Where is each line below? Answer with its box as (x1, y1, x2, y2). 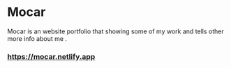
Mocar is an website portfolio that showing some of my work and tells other (7, 27, 225, 35)
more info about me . (7, 34, 68, 42)
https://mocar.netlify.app (7, 51, 96, 61)
